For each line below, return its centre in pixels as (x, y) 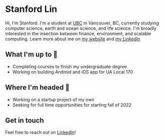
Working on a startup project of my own (53, 99)
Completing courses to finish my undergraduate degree (69, 66)
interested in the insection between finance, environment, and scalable (78, 33)
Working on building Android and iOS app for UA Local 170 (73, 72)
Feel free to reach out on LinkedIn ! (40, 133)
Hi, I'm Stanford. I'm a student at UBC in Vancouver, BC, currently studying (82, 23)
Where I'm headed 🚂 (37, 87)
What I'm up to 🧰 (31, 55)
